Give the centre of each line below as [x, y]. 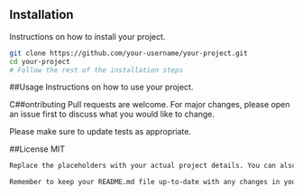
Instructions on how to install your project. [87, 36]
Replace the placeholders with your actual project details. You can [143, 166]
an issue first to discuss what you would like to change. [112, 114]
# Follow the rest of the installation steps [96, 70]
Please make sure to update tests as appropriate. [101, 132]
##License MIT [37, 149]
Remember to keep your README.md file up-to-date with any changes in [145, 182]
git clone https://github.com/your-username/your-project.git [129, 53]
